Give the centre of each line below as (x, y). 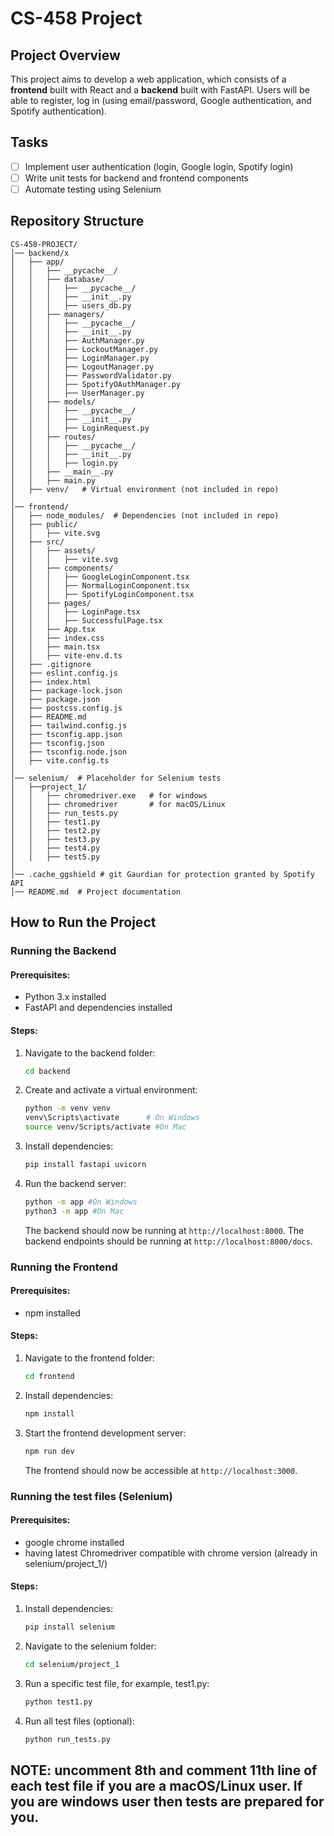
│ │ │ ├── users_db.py (71, 305)
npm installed (52, 1313)
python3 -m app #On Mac (74, 1211)
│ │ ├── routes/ (53, 437)
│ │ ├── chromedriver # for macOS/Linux (118, 804)
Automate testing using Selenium (93, 189)
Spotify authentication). (59, 111)
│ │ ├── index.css (57, 638)
